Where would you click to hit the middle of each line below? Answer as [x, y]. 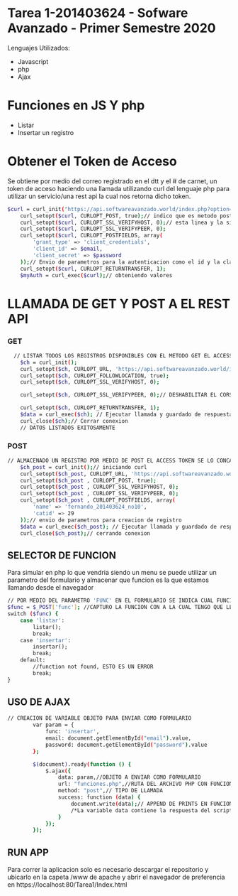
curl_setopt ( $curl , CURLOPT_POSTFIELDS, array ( [91, 236]
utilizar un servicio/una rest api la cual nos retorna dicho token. [99, 196]
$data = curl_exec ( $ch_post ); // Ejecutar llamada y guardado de [119, 527]
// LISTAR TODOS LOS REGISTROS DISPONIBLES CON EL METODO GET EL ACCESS [123, 356]
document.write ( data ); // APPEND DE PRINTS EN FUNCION [152, 804]
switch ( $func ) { [33, 614]
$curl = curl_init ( [36, 209]
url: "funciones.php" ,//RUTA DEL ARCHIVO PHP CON [132, 784]
